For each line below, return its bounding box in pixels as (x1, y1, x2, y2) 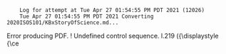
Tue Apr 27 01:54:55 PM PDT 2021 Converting (19, 13, 154, 20)
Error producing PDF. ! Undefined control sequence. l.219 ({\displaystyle (6, 32, 219, 40)
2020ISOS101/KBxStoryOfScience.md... (6, 19, 119, 26)
